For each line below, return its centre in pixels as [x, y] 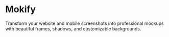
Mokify [21, 9]
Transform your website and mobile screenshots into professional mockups [85, 23]
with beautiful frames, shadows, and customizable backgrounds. [73, 28]
